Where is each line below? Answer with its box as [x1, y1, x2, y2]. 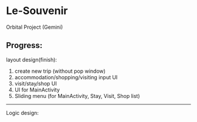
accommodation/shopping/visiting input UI [14, 73, 118, 80]
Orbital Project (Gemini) [6, 23, 63, 30]
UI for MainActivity [14, 86, 60, 93]
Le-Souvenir [6, 4, 68, 18]
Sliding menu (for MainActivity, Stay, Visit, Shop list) [14, 92, 140, 99]
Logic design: [6, 109, 39, 116]
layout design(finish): [6, 56, 57, 63]
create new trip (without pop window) [14, 67, 106, 74]
